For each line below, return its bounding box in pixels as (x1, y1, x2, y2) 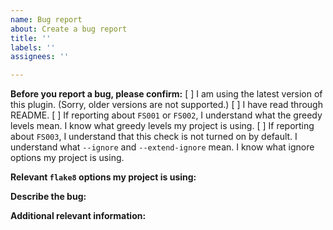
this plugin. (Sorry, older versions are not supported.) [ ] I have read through (10, 99, 323, 111)
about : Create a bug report (10, 24, 128, 34)
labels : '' (10, 42, 56, 53)
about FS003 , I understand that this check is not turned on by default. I (10, 131, 298, 143)
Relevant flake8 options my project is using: (10, 171, 197, 183)
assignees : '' (10, 52, 70, 62)
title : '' (10, 33, 52, 43)
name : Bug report (10, 14, 83, 25)
